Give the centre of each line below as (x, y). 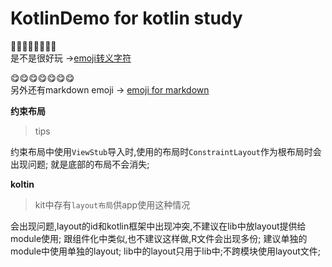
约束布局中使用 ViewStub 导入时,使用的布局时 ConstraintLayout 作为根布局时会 (166, 151)
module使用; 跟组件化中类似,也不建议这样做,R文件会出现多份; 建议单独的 (159, 238)
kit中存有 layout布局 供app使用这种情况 (112, 204)
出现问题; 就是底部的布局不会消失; (80, 164)
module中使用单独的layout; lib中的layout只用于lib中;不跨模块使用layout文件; (166, 251)
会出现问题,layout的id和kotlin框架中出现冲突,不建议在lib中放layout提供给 (158, 226)
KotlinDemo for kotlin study (126, 18)
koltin (22, 184)
